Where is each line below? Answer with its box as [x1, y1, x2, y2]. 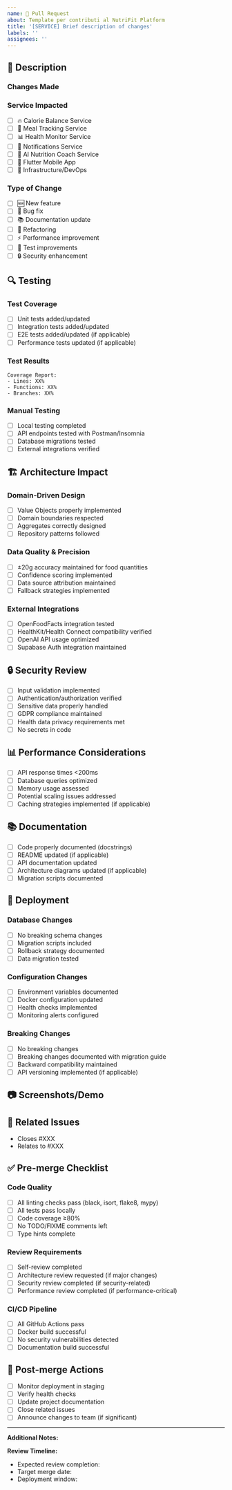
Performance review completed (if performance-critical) [17, 1286, 177, 1294]
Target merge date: [17, 1468, 72, 1476]
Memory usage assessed [17, 784, 90, 792]
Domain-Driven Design [7, 490, 86, 500]
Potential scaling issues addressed [17, 792, 116, 800]
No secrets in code [17, 725, 71, 733]
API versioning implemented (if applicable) [17, 1068, 138, 1076]
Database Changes [7, 915, 72, 925]
